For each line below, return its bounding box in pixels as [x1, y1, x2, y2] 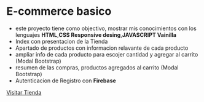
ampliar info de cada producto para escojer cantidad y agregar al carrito [15, 50, 198, 58]
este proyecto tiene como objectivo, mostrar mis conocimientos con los [15, 25, 197, 32]
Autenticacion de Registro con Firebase [15, 77, 117, 84]
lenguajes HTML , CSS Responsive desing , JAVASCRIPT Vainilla [15, 31, 177, 38]
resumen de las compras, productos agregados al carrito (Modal [15, 63, 179, 71]
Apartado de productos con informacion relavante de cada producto [15, 44, 189, 52]
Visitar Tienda [6, 88, 42, 96]
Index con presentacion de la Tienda [15, 37, 108, 45]
